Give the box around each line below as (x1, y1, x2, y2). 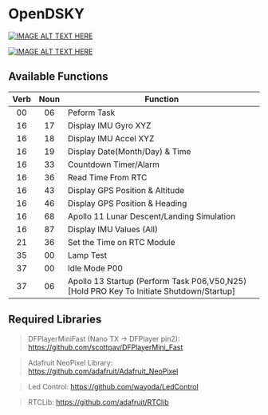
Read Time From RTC (67, 172, 148, 183)
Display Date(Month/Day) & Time (67, 145, 191, 156)
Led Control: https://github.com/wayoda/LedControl (27, 381, 199, 391)
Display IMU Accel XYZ (67, 132, 155, 144)
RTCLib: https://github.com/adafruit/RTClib (27, 397, 169, 407)
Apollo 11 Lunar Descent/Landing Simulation (67, 211, 236, 222)
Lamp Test (67, 249, 108, 260)
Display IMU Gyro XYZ (67, 120, 152, 131)
